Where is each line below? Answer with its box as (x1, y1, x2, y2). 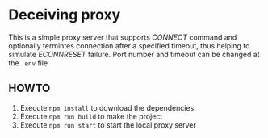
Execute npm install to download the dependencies (19, 102, 195, 112)
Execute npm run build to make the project (19, 111, 163, 121)
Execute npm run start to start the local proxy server (19, 119, 196, 130)
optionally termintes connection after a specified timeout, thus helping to (8, 40, 250, 50)
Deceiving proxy (8, 6, 121, 24)
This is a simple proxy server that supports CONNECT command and (8, 32, 237, 42)
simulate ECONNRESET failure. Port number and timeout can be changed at (8, 49, 260, 59)
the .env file (8, 58, 48, 68)
